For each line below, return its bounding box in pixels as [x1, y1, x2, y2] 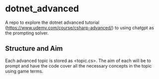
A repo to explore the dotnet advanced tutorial [5, 19, 100, 25]
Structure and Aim [5, 44, 63, 53]
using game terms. [5, 68, 44, 74]
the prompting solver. [5, 30, 49, 36]
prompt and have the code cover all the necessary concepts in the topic [5, 63, 152, 69]
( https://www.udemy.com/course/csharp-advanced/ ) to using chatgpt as [5, 24, 155, 30]
